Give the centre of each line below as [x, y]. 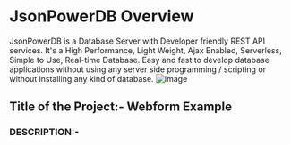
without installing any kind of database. [81, 78]
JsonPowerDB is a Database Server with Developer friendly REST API [137, 41]
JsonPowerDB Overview [102, 16]
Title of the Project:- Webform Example [121, 107]
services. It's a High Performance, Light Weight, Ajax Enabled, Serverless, [145, 50]
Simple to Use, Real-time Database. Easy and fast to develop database [140, 60]
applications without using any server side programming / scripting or [138, 69]
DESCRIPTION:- [44, 133]
